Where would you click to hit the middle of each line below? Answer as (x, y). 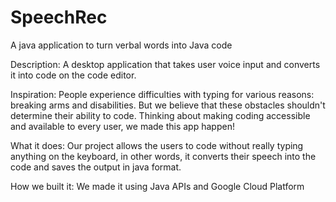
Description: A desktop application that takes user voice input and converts (165, 64)
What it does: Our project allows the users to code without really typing (157, 145)
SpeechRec (59, 17)
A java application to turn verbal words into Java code (121, 45)
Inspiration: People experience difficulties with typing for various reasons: (162, 94)
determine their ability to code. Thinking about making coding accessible (160, 115)
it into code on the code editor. (73, 75)
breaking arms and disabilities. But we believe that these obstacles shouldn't (168, 105)
